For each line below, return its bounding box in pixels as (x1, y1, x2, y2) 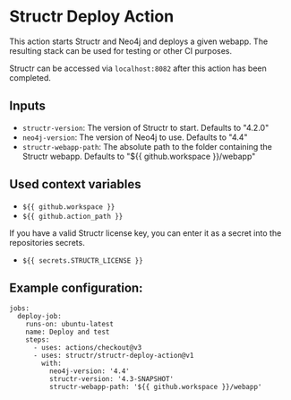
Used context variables (9, 177, 141, 192)
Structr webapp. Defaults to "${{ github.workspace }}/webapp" (21, 151, 256, 161)
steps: (25, 335, 50, 344)
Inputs (9, 99, 47, 114)
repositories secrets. (9, 237, 85, 248)
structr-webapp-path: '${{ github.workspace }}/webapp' (48, 383, 262, 392)
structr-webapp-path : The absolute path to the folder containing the (21, 141, 273, 152)
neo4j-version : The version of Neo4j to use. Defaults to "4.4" (21, 132, 248, 143)
